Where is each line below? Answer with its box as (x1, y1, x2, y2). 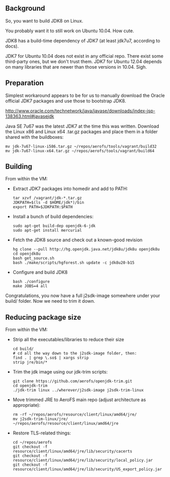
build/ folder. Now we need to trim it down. (5, 298, 96, 304)
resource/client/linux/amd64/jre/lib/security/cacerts (12, 449, 133, 454)
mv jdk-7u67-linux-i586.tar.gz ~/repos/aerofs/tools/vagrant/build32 (5, 143, 157, 149)
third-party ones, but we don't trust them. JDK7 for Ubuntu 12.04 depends (5, 58, 162, 65)
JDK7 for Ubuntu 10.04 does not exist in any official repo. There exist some (5, 53, 164, 59)
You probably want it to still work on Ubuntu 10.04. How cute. (5, 28, 135, 34)
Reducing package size (5, 313, 81, 322)
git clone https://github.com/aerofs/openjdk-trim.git (12, 379, 133, 384)
